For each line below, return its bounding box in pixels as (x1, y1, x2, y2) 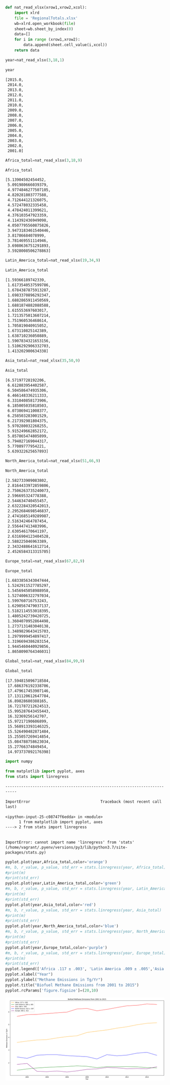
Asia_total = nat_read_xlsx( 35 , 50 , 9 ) (5, 358, 80, 364)
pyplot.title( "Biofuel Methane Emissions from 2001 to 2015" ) (5, 982, 139, 988)
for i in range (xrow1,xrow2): (14, 37, 80, 42)
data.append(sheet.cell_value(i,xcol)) (23, 43, 108, 48)
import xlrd (14, 10, 39, 15)
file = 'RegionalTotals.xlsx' (14, 15, 78, 21)
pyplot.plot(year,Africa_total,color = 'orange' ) (5, 859, 108, 865)
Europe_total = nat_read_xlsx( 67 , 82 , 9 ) (5, 558, 85, 564)
